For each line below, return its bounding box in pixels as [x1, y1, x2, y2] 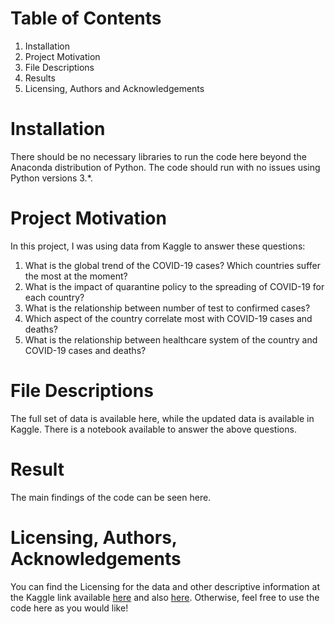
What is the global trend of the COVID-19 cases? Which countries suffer [24, 259, 321, 271]
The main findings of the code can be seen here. [10, 491, 212, 503]
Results [24, 72, 56, 84]
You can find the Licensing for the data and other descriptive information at [10, 580, 320, 592]
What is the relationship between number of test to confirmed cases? [24, 302, 311, 314]
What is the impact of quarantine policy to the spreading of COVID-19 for [24, 280, 325, 292]
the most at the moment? [24, 270, 128, 282]
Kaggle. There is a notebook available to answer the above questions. [10, 423, 297, 435]
